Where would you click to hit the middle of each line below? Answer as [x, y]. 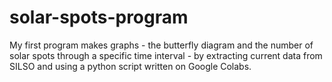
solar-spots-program [99, 17]
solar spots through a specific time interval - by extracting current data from [166, 55]
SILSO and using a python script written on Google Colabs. [130, 66]
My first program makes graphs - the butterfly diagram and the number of [161, 45]
